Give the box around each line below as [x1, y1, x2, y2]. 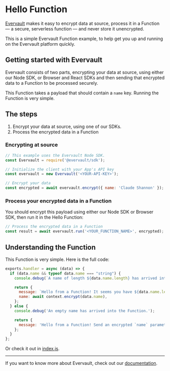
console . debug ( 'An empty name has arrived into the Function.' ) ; [14, 308, 155, 313]
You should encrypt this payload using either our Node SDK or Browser [5, 209, 154, 215]
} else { [10, 303, 28, 309]
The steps [5, 110, 38, 119]
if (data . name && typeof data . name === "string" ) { [10, 271, 121, 276]
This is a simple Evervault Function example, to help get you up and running [5, 36, 163, 42]
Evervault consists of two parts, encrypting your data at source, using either [5, 69, 164, 75]
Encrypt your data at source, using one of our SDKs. [12, 123, 121, 129]
